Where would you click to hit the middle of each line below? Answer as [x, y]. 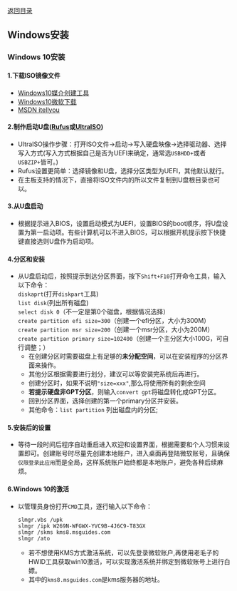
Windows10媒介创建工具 [53, 93]
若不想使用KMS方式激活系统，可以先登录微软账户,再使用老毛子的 [123, 553]
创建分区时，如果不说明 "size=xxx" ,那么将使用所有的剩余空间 [117, 383]
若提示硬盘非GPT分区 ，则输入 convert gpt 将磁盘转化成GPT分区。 [124, 392]
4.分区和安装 [26, 259]
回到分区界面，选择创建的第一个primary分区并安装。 [105, 401]
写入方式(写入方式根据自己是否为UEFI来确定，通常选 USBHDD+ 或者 [112, 153]
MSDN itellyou [39, 110]
